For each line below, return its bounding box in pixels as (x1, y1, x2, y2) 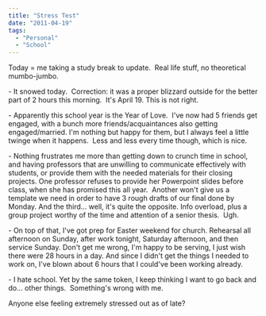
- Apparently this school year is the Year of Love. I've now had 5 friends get (8, 110, 258, 120)
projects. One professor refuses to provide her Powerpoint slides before (8, 176, 244, 187)
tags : (8, 26, 26, 34)
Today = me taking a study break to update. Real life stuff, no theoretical (8, 63, 246, 72)
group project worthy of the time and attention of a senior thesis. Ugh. (8, 210, 240, 220)
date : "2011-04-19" (8, 19, 73, 27)
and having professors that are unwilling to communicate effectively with (8, 160, 246, 169)
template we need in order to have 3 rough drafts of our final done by (8, 194, 235, 203)
